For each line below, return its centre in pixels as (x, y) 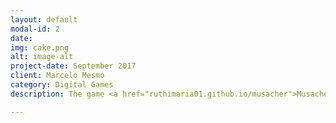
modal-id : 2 (35, 29)
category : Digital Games (62, 85)
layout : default (44, 19)
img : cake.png (40, 47)
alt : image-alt (42, 57)
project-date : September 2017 (73, 66)
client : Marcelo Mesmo (57, 76)
